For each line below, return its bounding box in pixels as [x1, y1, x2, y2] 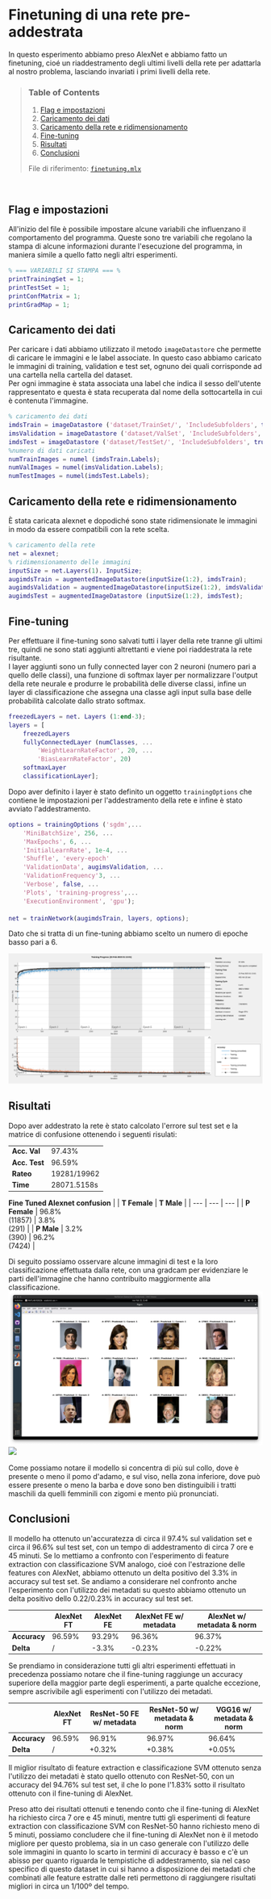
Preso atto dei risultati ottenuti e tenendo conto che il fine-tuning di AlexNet [8, 1804, 260, 1813]
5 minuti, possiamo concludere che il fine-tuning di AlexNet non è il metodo [8, 1830, 259, 1839]
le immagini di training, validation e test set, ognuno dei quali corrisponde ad [8, 362, 262, 371]
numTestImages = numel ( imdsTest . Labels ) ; [8, 472, 150, 480]
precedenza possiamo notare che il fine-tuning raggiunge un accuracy [8, 1670, 244, 1679]
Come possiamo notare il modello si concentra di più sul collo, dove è [8, 1463, 240, 1473]
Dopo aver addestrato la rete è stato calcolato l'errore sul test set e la [8, 1121, 239, 1130]
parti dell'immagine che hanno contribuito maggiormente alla [8, 1273, 211, 1283]
